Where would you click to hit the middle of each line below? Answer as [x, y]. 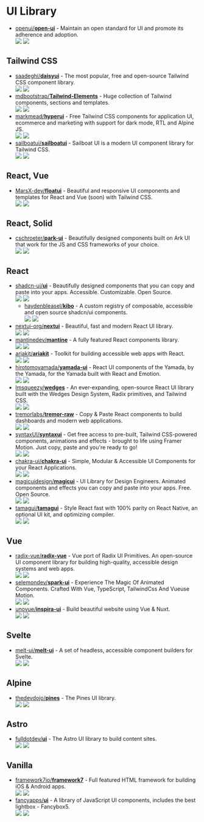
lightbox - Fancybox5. [42, 807]
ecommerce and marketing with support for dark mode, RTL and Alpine [104, 123]
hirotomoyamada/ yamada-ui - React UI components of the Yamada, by [104, 367]
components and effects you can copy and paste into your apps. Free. [103, 488]
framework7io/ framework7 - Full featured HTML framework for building [105, 780]
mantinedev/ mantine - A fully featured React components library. [97, 340]
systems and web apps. [45, 568]
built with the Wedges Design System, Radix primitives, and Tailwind [101, 394]
